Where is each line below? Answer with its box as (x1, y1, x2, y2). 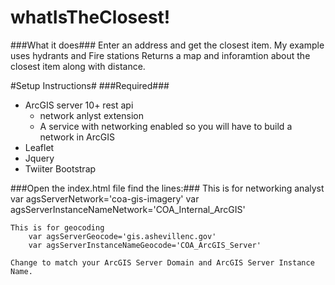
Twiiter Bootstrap (24, 162, 97, 175)
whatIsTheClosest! (10, 6, 171, 29)
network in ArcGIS (39, 131, 116, 143)
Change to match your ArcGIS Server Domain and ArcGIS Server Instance (10, 257, 315, 268)
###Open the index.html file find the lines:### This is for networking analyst (10, 182, 325, 194)
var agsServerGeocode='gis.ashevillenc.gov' (28, 231, 217, 241)
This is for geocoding (10, 222, 105, 233)
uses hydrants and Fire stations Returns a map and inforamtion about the (10, 49, 311, 61)
